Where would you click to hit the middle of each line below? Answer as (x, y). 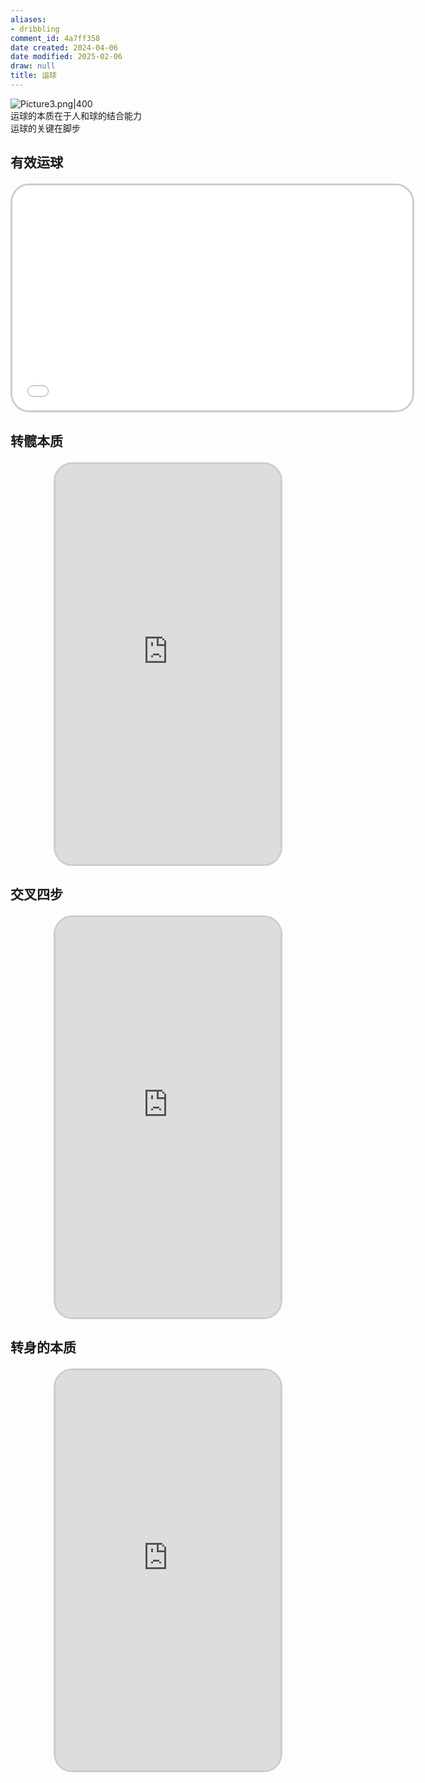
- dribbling (35, 29)
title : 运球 (33, 76)
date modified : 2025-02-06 (66, 57)
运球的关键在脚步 (45, 128)
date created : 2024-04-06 (64, 47)
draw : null (33, 66)
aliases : (28, 19)
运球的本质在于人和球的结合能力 (76, 115)
